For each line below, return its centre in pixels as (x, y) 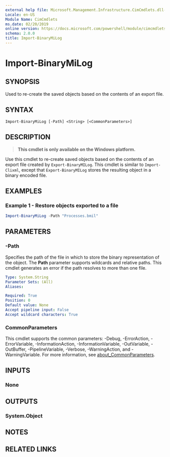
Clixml (12, 170)
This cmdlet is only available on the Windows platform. (76, 149)
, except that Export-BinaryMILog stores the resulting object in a (85, 170)
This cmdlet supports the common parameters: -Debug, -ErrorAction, (78, 339)
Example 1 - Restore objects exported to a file (62, 205)
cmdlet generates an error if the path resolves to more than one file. (76, 268)
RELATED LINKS (31, 449)
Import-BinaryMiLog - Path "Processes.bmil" (52, 216)
